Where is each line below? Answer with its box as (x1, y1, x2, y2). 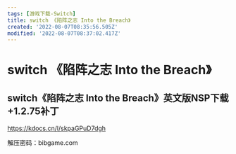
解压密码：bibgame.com (7, 139, 79, 147)
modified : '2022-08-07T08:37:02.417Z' (7, 29, 121, 37)
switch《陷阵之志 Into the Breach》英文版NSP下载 (7, 92, 229, 104)
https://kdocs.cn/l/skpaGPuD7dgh (7, 124, 106, 133)
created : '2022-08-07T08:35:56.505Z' (7, 23, 118, 30)
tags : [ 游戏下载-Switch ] (7, 10, 76, 17)
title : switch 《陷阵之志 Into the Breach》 (7, 17, 131, 24)
